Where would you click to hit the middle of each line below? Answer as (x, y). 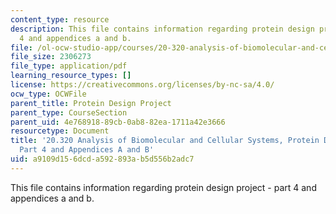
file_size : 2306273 (51, 57)
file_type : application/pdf (69, 66)
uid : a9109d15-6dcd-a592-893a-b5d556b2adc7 (102, 159)
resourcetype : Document (60, 131)
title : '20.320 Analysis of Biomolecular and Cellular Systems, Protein (165, 141)
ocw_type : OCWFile (48, 94)
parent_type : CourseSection (69, 112)
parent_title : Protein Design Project (91, 103)
